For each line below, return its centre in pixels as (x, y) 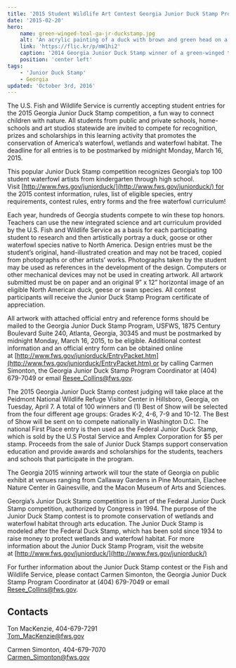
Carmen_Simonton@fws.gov (48, 657)
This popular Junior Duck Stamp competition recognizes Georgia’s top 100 (115, 172)
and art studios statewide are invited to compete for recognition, (124, 128)
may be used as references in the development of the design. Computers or (117, 267)
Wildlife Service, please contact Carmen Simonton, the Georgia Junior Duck (117, 574)
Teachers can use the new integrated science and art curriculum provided (114, 223)
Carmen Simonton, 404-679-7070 (57, 650)
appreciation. (26, 305)
